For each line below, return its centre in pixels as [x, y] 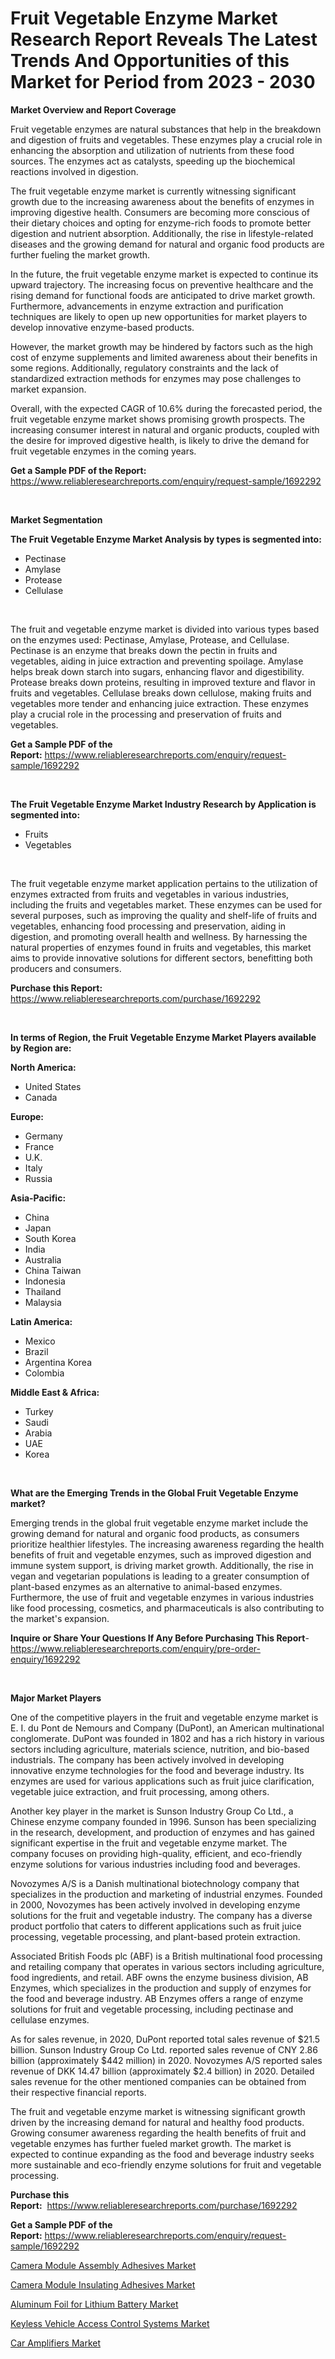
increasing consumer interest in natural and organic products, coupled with [165, 429]
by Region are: [41, 1048]
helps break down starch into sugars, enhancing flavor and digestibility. [157, 671]
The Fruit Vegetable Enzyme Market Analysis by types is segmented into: [166, 539]
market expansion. [48, 389]
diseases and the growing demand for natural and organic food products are [167, 244]
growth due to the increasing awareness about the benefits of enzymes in [162, 201]
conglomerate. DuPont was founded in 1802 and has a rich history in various [167, 1738]
